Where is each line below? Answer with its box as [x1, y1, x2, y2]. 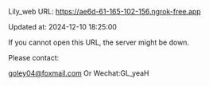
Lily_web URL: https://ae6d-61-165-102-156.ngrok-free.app [8, 7, 201, 16]
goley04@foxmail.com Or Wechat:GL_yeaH [8, 68, 149, 78]
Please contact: [8, 53, 60, 62]
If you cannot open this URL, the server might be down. [8, 37, 189, 47]
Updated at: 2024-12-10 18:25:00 [8, 22, 118, 31]
